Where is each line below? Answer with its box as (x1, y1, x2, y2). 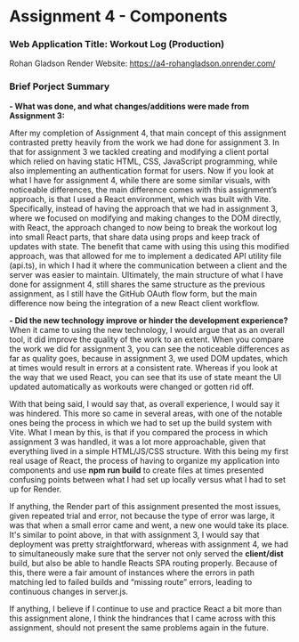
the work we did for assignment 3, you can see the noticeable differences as (9, 343, 290, 354)
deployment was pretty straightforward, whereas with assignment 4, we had (9, 539, 289, 549)
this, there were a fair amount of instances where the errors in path (9, 567, 255, 578)
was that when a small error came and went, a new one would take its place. (9, 519, 289, 531)
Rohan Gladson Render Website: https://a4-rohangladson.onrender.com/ (9, 58, 276, 69)
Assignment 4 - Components (9, 6, 229, 27)
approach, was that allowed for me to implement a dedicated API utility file (9, 250, 282, 261)
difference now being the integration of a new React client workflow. (9, 297, 260, 308)
